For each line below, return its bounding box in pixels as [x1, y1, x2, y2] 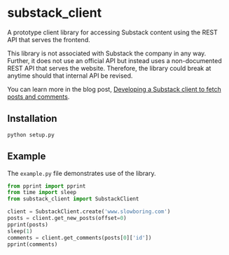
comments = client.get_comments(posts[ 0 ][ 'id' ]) [7, 234, 152, 241]
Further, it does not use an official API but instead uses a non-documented [7, 56, 222, 64]
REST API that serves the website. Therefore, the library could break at [7, 64, 211, 72]
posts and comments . [7, 92, 70, 101]
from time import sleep [7, 189, 77, 196]
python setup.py [7, 131, 55, 138]
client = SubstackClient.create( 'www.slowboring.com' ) [7, 208, 171, 215]
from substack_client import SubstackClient [7, 195, 139, 202]
